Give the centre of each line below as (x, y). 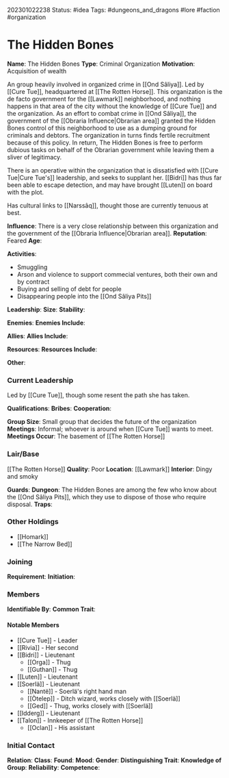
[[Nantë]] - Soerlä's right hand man (77, 691)
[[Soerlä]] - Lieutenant (49, 683)
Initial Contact (31, 745)
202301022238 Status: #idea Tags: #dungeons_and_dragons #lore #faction (113, 10)
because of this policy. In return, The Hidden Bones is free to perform (105, 142)
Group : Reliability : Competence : (54, 767)
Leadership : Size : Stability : (46, 309)
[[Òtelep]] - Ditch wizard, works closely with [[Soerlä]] (104, 699)
